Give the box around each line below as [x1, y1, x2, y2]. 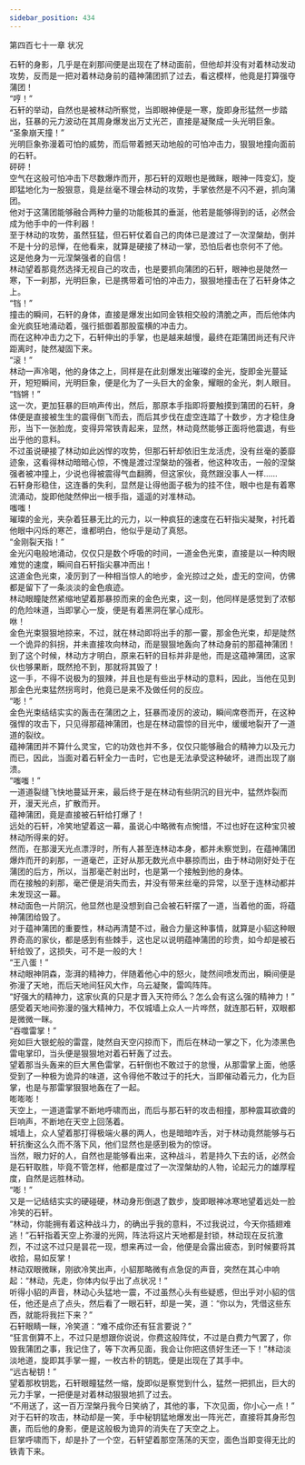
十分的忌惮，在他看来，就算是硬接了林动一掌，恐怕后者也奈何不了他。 [25, 240, 288, 251]
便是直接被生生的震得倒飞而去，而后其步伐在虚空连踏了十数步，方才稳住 [16, 411, 288, 422]
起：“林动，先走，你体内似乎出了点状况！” [9, 1275, 168, 1286]
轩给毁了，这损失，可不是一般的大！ [9, 945, 145, 956]
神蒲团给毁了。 [9, 911, 65, 922]
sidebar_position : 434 [9, 13, 95, 23]
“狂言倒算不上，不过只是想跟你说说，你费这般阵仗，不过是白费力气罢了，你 [9, 1331, 292, 1342]
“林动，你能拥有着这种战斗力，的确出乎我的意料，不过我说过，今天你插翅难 [9, 1218, 292, 1229]
